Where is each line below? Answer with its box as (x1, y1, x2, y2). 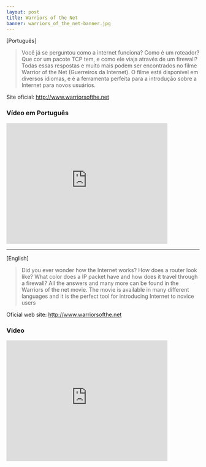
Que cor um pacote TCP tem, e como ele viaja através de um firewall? (21, 56, 198, 63)
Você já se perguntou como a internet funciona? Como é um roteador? (21, 49, 200, 56)
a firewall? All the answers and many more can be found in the (21, 279, 179, 287)
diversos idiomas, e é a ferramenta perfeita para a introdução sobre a (21, 75, 197, 83)
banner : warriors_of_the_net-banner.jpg (6, 20, 112, 26)
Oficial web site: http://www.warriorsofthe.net (6, 311, 122, 318)
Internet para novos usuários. (21, 82, 96, 89)
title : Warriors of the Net (6, 15, 78, 21)
